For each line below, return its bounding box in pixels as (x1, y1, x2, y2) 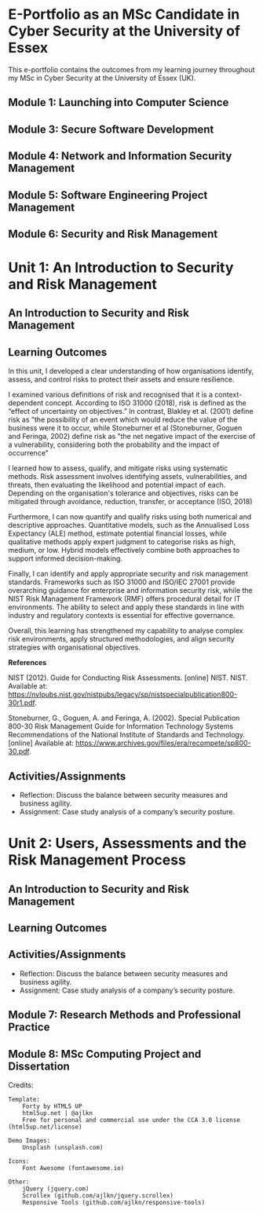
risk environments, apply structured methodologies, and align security (8, 634, 236, 644)
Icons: (8, 1157, 30, 1165)
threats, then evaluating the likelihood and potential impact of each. (8, 481, 226, 490)
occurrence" (8, 448, 49, 458)
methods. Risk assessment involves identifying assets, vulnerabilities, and (8, 472, 247, 481)
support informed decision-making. (8, 554, 123, 563)
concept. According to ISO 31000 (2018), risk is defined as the (45, 398, 247, 408)
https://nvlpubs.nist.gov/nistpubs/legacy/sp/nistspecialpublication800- (8, 689, 238, 700)
